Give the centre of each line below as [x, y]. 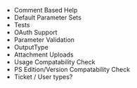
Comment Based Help [46, 10]
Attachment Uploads [44, 54]
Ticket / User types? [43, 77]
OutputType [31, 47]
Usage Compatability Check [54, 62]
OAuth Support [35, 32]
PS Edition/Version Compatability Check [72, 69]
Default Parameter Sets [48, 17]
